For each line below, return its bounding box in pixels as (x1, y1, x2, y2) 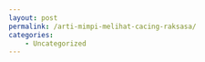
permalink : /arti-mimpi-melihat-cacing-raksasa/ (8, 22, 197, 31)
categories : (8, 30, 54, 39)
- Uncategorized (25, 38, 87, 48)
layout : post (8, 13, 58, 23)
